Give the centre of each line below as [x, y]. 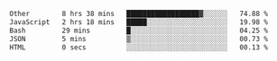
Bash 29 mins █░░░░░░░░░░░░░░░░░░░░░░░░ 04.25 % [139, 30]
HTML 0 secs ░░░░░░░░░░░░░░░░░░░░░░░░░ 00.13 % [139, 47]
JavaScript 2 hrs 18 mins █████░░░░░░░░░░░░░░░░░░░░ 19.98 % [139, 22]
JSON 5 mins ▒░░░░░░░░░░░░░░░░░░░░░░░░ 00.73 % [139, 39]
